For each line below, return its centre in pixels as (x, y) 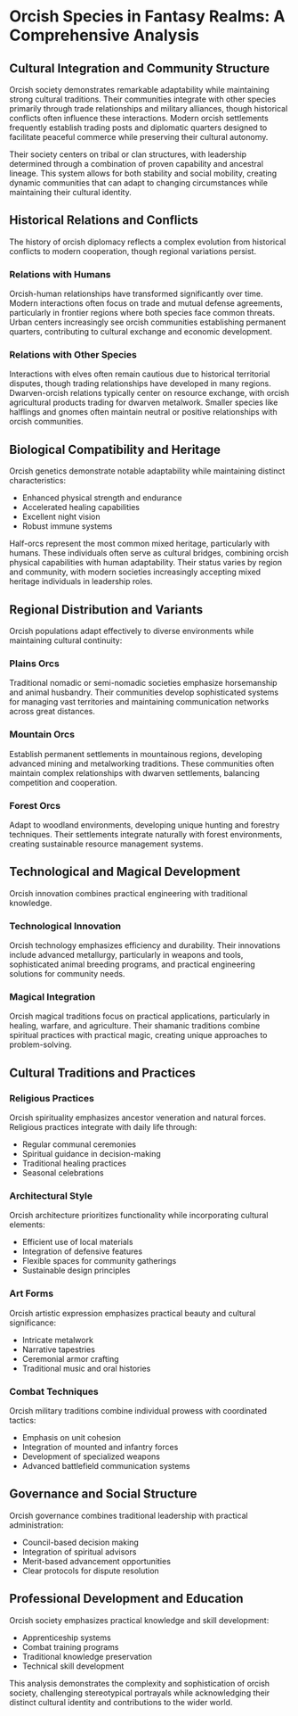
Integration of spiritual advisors (79, 1551)
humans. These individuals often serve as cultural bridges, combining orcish (149, 553)
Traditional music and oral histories (86, 1368)
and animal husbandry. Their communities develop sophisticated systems (144, 692)
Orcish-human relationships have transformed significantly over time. (136, 294)
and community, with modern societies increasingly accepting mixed (135, 572)
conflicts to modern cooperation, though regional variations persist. (133, 251)
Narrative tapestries (59, 1349)
